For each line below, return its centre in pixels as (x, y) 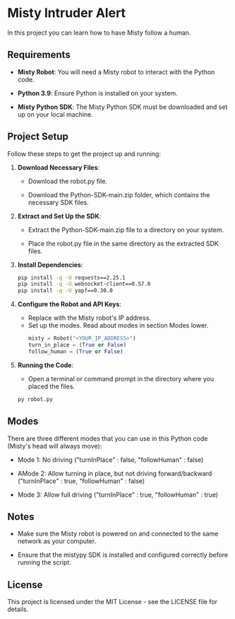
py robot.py (35, 399)
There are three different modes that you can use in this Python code (108, 438)
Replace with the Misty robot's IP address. (90, 318)
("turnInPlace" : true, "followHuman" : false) (81, 481)
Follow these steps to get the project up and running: (84, 154)
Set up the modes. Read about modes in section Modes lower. (118, 325)
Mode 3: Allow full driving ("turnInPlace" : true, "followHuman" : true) (118, 494)
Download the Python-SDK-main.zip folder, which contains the (119, 195)
